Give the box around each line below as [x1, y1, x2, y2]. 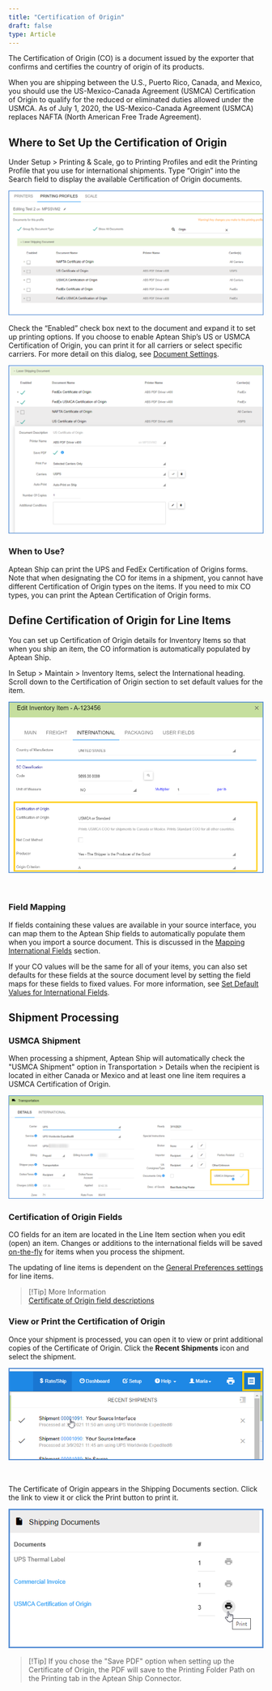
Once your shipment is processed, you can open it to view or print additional [8, 1334, 263, 1344]
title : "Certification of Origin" [8, 13, 125, 21]
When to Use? [8, 546, 65, 557]
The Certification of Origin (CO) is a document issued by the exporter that [8, 54, 254, 63]
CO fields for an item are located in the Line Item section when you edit [8, 1230, 245, 1239]
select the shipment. [8, 1351, 77, 1361]
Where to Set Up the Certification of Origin [8, 135, 227, 149]
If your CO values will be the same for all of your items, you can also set [8, 961, 248, 971]
